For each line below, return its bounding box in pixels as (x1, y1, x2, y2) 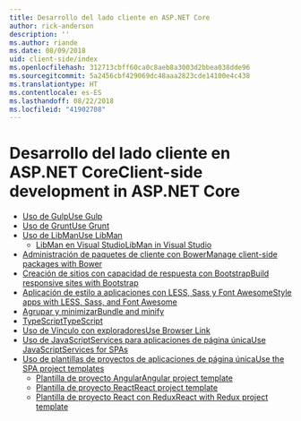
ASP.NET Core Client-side (9, 162, 203, 183)
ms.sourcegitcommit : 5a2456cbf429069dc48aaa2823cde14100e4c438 (9, 72, 251, 81)
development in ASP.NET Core (9, 181, 240, 202)
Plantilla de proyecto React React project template (35, 382, 218, 393)
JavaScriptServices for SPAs (21, 344, 128, 355)
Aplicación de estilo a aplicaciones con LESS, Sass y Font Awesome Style (21, 288, 293, 298)
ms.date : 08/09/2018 (9, 47, 87, 56)
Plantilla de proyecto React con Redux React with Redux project (35, 391, 269, 403)
